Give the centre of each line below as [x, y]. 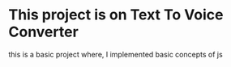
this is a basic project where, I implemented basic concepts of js [115, 54]
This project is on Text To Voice [116, 15]
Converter [43, 32]
